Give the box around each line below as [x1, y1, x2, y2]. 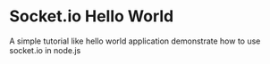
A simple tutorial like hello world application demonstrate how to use [9, 36, 261, 46]
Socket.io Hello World [9, 6, 174, 27]
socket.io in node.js [9, 44, 81, 55]
